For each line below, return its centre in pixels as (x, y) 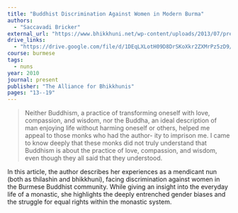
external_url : (28, 34)
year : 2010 (23, 73)
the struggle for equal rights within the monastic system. (90, 202)
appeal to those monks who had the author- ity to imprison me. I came (127, 136)
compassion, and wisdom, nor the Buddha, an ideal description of (121, 120)
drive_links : (27, 40)
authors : (20, 21)
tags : (15, 60)
